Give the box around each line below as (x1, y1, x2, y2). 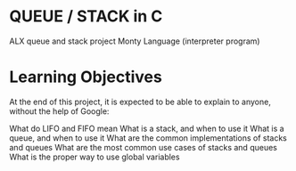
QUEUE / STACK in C (9, 6, 163, 27)
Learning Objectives (9, 67, 162, 87)
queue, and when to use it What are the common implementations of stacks (9, 132, 287, 143)
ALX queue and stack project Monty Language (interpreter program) (9, 36, 260, 46)
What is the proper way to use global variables (9, 151, 180, 162)
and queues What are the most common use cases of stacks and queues (9, 142, 278, 152)
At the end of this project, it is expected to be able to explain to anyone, (9, 96, 272, 107)
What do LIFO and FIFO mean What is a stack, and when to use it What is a (9, 123, 284, 134)
